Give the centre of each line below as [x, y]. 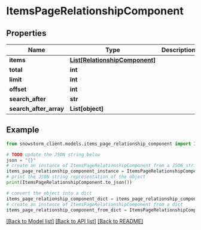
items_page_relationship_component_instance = [65, 171]
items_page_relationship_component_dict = [60, 199]
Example [23, 130]
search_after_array [37, 109]
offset [18, 89]
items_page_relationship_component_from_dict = [67, 210]
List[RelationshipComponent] [113, 60]
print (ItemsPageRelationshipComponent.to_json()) [69, 183]
